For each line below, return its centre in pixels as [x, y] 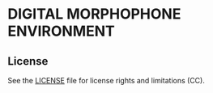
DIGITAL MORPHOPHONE [94, 14]
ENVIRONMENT [61, 31]
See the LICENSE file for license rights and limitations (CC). [106, 80]
